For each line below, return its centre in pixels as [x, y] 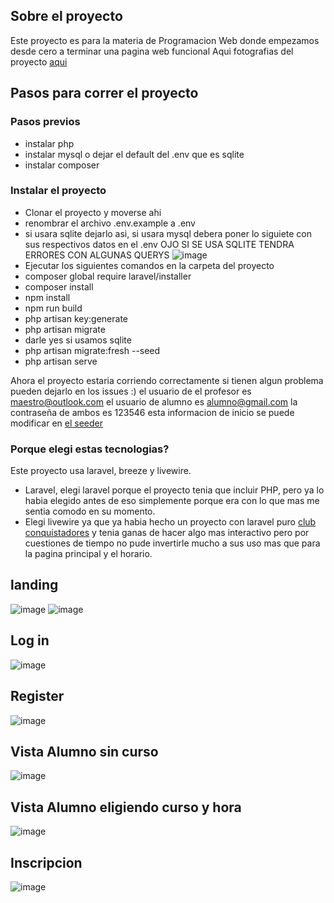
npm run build [53, 308]
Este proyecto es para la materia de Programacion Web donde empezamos [165, 40]
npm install [47, 297]
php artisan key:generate [76, 318]
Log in [30, 640]
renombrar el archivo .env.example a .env [110, 223]
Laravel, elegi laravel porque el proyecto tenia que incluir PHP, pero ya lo [174, 490]
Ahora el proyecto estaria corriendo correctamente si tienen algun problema [167, 380]
